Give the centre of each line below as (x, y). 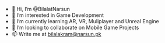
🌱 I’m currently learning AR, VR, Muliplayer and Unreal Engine (85, 21)
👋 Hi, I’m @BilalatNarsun (41, 9)
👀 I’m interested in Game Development (57, 15)
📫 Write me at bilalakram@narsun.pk (56, 34)
